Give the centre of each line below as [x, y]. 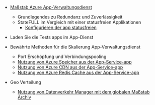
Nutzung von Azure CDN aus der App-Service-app [70, 67]
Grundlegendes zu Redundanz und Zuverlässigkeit [70, 17]
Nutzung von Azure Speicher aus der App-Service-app [74, 62]
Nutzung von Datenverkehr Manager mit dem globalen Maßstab [84, 92]
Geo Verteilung [25, 82]
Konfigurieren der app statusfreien [61, 27]
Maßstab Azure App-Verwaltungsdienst [51, 7]
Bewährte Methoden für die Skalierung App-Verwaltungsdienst [75, 47]
